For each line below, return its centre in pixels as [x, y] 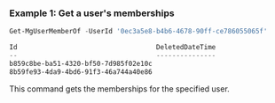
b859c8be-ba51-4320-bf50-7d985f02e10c [81, 63]
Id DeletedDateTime [113, 48]
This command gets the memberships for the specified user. [120, 88]
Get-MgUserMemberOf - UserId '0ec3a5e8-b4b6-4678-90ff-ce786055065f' [138, 32]
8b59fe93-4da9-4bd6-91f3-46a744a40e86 [81, 72]
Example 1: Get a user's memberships [92, 13]
